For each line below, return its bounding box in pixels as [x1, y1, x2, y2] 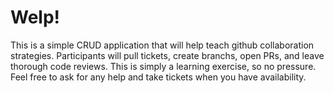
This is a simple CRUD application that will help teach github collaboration [10, 39, 315, 51]
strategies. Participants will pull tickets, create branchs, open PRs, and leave [10, 49, 325, 61]
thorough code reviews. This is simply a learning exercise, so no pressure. [10, 60, 317, 72]
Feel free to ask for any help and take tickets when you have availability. [10, 71, 307, 83]
